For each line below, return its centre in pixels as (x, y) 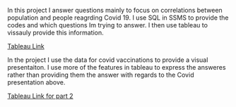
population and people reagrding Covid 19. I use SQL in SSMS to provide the (118, 18)
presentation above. (36, 82)
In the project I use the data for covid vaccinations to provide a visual (108, 60)
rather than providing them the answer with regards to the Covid (101, 75)
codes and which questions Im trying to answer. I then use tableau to (108, 25)
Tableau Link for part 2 (40, 96)
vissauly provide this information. (55, 32)
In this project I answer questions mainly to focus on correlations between (115, 10)
